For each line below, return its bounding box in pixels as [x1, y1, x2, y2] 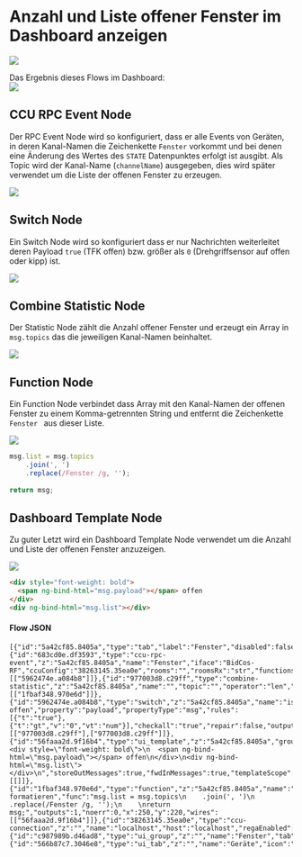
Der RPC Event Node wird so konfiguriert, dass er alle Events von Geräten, [9, 131, 285, 141]
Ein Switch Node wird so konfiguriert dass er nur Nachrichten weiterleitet [9, 236, 280, 247]
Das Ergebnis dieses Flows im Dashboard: [9, 72, 165, 83]
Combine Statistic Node [9, 298, 146, 313]
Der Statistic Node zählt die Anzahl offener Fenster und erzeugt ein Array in [9, 322, 289, 333]
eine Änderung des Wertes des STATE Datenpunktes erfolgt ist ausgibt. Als [9, 150, 283, 161]
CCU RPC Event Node [9, 107, 132, 122]
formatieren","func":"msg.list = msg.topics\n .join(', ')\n [9, 792, 255, 802]
